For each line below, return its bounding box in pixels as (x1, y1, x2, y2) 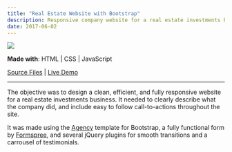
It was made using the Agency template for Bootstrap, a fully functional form (7, 124, 225, 132)
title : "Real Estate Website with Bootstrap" (7, 10, 140, 17)
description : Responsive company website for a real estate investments (7, 17, 221, 23)
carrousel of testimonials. (7, 138, 79, 146)
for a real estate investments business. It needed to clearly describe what (7, 95, 216, 104)
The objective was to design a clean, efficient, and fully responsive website (7, 88, 222, 97)
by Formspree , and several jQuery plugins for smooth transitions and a (7, 131, 208, 139)
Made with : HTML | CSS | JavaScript (7, 55, 113, 63)
